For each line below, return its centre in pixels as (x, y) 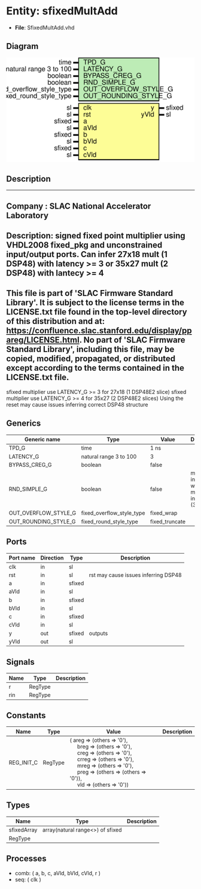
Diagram (22, 46)
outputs (98, 633)
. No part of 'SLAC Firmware (132, 340)
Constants (26, 716)
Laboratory (28, 216)
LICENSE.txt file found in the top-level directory (97, 312)
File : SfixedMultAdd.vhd (45, 28)
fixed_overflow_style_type (113, 513)
